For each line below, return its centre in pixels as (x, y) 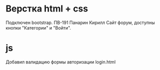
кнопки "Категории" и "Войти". (38, 27)
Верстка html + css (47, 9)
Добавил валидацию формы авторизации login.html (61, 62)
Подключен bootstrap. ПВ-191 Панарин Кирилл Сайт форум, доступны (80, 22)
